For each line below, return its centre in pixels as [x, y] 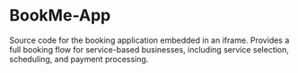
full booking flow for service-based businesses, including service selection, [149, 49]
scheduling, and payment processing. [79, 59]
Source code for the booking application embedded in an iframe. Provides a [149, 40]
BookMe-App [60, 16]
